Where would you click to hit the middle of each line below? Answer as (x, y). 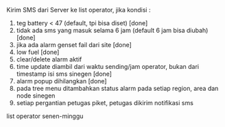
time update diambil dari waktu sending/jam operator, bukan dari (108, 67)
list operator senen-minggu (45, 116)
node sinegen (36, 96)
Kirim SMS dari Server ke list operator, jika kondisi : (79, 10)
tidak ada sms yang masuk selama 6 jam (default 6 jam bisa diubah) (112, 30)
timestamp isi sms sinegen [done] (64, 74)
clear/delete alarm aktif (49, 59)
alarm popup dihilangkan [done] (61, 81)
